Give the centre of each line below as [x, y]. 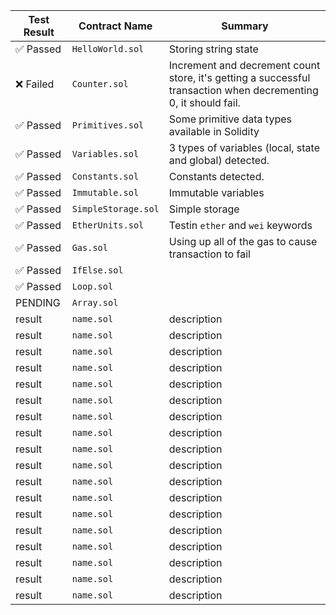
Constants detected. [216, 176]
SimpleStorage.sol [115, 209]
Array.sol [95, 302]
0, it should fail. [204, 102]
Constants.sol [105, 176]
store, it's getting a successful [239, 77]
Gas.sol [89, 247]
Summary [245, 26]
